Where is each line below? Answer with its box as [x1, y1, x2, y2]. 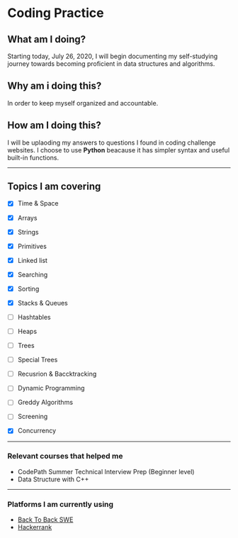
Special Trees [17, 356, 58, 364]
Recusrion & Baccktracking [17, 370, 97, 379]
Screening [17, 413, 48, 421]
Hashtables [17, 313, 51, 321]
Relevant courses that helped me [7, 452, 123, 461]
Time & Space [17, 199, 59, 208]
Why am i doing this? [7, 80, 102, 92]
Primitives [17, 242, 47, 250]
